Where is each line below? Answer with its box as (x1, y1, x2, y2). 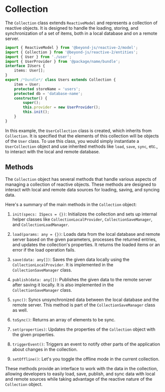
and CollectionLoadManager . (12, 221, 69, 227)
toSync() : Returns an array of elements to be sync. (12, 316, 116, 322)
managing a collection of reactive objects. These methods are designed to (5, 181, 157, 187)
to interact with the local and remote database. (5, 148, 100, 154)
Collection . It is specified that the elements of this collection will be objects (5, 132, 159, 139)
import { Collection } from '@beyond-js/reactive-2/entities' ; (5, 49, 138, 55)
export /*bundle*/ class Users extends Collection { (5, 78, 116, 83)
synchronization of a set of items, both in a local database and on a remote (5, 30, 158, 36)
